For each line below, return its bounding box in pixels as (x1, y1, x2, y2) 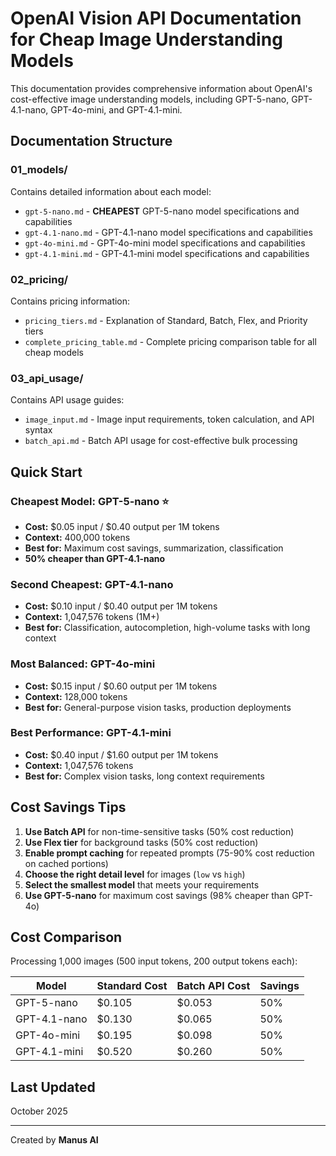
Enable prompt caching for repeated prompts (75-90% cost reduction (24, 847, 315, 859)
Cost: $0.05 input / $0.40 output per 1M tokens (24, 520, 220, 532)
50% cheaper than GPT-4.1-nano (24, 552, 166, 564)
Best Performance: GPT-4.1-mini (10, 726, 172, 740)
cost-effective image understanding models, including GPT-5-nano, (10, 93, 290, 105)
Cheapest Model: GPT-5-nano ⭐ (10, 494, 170, 508)
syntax (24, 424, 53, 436)
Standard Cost (96, 979, 168, 993)
